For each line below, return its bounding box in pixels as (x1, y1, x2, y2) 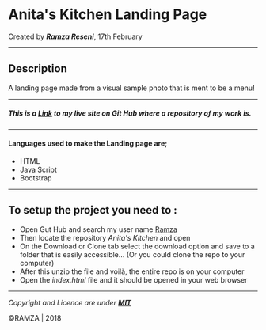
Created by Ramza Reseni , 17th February (8, 32, 142, 41)
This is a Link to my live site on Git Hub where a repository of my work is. (8, 108, 252, 118)
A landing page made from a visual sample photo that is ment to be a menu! (8, 83, 255, 93)
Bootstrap (19, 173, 52, 183)
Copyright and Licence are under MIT (8, 298, 132, 307)
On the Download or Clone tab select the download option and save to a (19, 241, 255, 251)
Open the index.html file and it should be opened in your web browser (19, 275, 248, 284)
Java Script (19, 165, 57, 174)
